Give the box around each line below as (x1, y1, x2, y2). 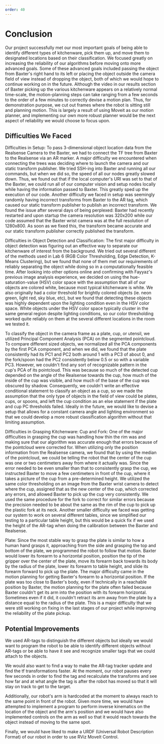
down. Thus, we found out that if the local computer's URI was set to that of (5, 176, 158, 182)
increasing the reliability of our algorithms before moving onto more (5, 60, 141, 66)
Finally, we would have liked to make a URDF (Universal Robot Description (5, 729, 154, 735)
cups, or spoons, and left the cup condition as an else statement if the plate (5, 399, 157, 404)
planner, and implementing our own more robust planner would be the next (5, 112, 156, 118)
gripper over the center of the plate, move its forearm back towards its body (5, 558, 158, 564)
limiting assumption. (5, 419, 45, 425)
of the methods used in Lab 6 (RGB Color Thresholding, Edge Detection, (5, 253, 150, 259)
